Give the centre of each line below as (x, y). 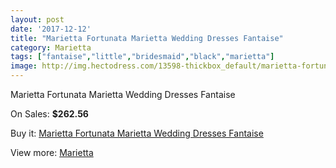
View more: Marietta (52, 152)
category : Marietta (51, 47)
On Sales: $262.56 (49, 114)
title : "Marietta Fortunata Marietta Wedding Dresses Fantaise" (147, 38)
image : (24, 66)
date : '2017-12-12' (51, 29)
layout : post (37, 19)
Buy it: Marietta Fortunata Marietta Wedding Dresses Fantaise (137, 133)
